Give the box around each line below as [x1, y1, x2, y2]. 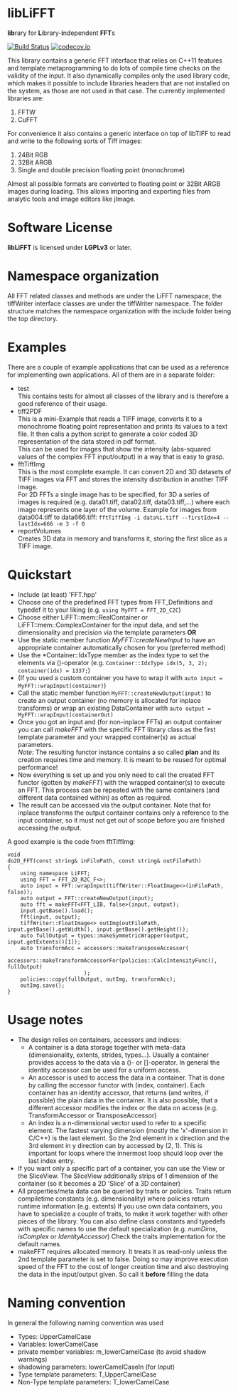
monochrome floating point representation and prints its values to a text [17, 422, 228, 430]
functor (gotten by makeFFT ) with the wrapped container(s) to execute [17, 778, 225, 786]
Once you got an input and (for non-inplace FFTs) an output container [17, 717, 222, 726]
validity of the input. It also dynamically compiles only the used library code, [7, 71, 230, 80]
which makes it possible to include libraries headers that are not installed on [7, 78, 229, 87]
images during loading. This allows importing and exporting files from [7, 187, 211, 195]
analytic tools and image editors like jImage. [7, 194, 136, 203]
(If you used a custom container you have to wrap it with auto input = [17, 673, 223, 682]
